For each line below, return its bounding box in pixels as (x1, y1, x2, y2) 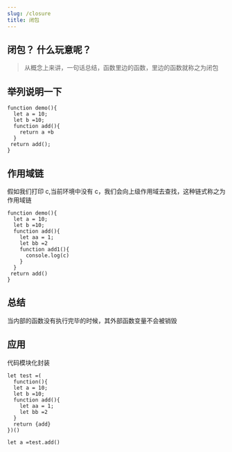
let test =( (7, 372, 42, 379)
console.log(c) (25, 252, 70, 259)
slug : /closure (7, 10, 51, 17)
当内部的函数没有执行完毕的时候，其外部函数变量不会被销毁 (7, 316, 177, 325)
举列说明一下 (7, 86, 62, 98)
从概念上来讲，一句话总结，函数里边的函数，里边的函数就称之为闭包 (24, 64, 219, 72)
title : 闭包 (7, 17, 39, 24)
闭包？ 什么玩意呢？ (7, 44, 91, 55)
